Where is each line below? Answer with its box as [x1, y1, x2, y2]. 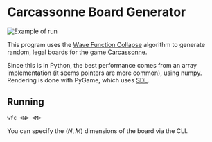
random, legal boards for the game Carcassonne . [7, 48, 148, 56]
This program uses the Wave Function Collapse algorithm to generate [7, 40, 206, 48]
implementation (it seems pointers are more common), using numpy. [7, 69, 202, 77]
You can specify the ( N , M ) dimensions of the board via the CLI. [7, 126, 188, 135]
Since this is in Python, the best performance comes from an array [7, 61, 197, 69]
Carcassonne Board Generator [7, 4, 186, 20]
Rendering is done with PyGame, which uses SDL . [7, 76, 150, 84]
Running [7, 96, 45, 108]
